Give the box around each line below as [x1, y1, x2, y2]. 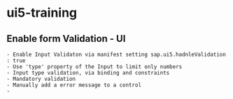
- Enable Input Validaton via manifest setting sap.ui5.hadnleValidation [6, 51, 227, 58]
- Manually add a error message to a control [6, 82, 141, 89]
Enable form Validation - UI [6, 33, 126, 45]
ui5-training [6, 5, 78, 21]
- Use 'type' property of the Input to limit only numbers [6, 63, 183, 70]
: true [6, 57, 26, 64]
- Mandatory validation [6, 75, 76, 82]
